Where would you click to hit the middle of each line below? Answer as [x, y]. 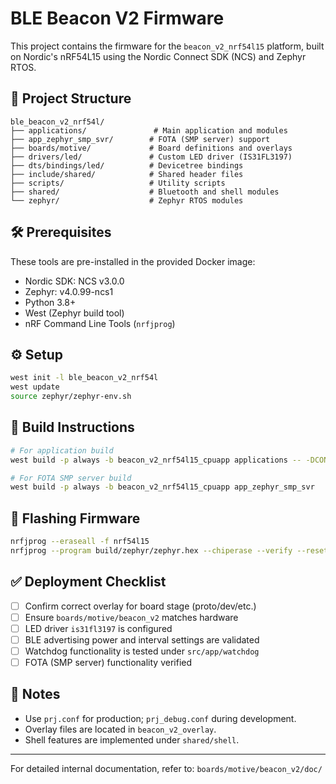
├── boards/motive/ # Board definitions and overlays [151, 148]
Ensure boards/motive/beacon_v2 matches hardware [131, 617]
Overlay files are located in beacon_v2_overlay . [120, 729]
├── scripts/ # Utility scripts [118, 183]
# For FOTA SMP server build [71, 478]
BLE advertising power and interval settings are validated [142, 639]
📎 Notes [35, 694]
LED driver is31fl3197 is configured [98, 628]
